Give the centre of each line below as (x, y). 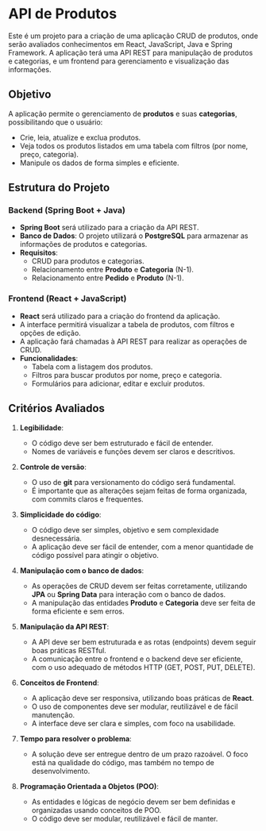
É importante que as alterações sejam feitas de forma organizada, (139, 491)
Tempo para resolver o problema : (76, 738)
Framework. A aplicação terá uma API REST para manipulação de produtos (131, 52)
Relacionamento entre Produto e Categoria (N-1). (113, 270)
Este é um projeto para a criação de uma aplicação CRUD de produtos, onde (133, 36)
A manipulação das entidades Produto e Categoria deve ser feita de (143, 602)
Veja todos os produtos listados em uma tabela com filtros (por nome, (134, 146)
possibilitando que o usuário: (56, 122)
